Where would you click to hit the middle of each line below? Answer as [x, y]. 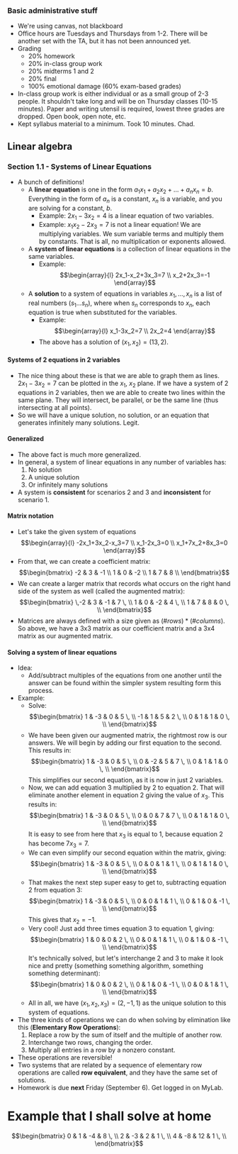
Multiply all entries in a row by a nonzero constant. [102, 1050]
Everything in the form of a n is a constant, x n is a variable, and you [125, 199]
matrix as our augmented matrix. [65, 636]
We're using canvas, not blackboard [70, 26]
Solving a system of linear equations [62, 652]
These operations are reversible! [65, 1058]
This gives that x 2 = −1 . [62, 920]
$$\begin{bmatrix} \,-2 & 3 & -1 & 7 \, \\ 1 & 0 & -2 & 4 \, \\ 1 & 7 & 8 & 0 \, [124, 602]
